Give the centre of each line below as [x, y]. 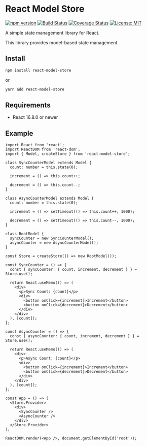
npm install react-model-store [38, 70]
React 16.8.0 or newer [35, 117]
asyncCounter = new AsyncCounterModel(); [54, 243]
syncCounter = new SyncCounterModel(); [52, 238]
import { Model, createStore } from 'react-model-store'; [68, 154]
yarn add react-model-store [35, 89]
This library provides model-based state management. [62, 42]
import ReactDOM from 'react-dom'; [43, 150]
